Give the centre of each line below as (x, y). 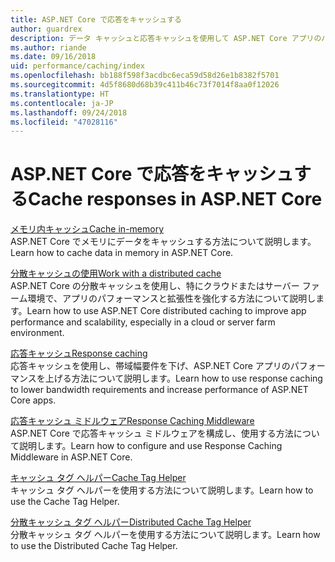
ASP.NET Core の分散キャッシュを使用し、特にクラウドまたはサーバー (155, 286)
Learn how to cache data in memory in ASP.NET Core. (122, 253)
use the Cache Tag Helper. (65, 502)
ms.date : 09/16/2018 (53, 57)
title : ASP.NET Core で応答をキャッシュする (96, 19)
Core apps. (33, 400)
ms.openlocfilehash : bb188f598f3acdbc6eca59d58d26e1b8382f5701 (145, 76)
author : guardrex (46, 29)
